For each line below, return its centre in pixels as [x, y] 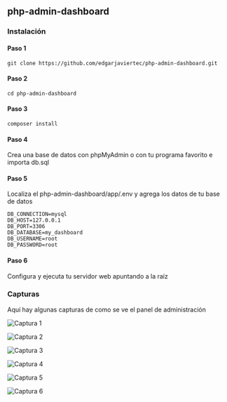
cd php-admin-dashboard [42, 93]
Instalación [27, 32]
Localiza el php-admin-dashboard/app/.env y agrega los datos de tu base [114, 194]
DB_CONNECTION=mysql [37, 214]
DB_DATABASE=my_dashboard [45, 233]
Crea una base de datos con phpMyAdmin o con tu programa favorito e [110, 155]
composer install [33, 123]
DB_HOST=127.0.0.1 [34, 220]
